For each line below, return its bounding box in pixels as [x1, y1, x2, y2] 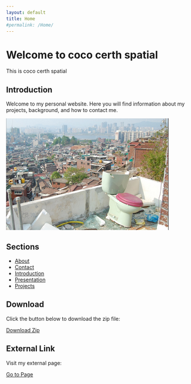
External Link [6, 344, 55, 354]
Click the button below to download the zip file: [6, 315, 120, 322]
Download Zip [6, 326, 40, 333]
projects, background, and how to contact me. [6, 107, 118, 114]
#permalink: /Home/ [6, 22, 54, 28]
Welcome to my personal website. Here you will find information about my [6, 100, 185, 107]
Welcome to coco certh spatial [6, 48, 159, 61]
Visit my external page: [6, 359, 62, 366]
